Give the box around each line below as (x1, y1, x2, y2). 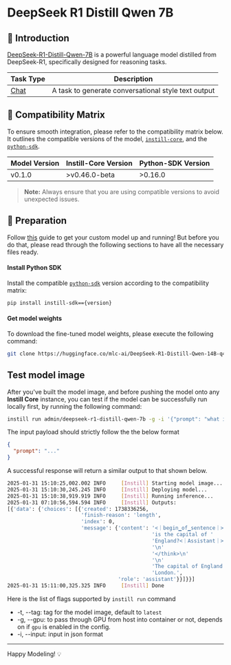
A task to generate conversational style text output (52, 86, 215, 95)
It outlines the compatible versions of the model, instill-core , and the (7, 134, 208, 142)
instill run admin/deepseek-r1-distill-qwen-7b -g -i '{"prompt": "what (7, 415, 220, 423)
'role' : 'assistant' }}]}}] (118, 576, 195, 583)
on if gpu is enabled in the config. (16, 622, 111, 631)
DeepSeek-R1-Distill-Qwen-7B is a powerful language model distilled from (7, 50, 217, 59)
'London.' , (151, 569, 184, 576)
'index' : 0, (80, 518, 115, 525)
